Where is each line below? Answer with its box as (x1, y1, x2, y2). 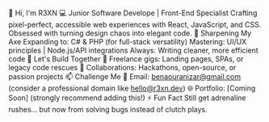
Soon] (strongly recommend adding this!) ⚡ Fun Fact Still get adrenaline (8, 93, 246, 103)
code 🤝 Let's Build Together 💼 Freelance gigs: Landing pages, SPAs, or (8, 54, 244, 64)
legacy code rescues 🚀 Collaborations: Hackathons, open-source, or (8, 63, 237, 72)
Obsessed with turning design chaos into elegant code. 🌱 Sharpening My (8, 28, 252, 38)
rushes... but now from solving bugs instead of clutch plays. (8, 105, 208, 114)
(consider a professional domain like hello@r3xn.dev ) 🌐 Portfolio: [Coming (8, 83, 256, 93)
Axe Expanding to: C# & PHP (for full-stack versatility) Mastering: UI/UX (8, 37, 247, 46)
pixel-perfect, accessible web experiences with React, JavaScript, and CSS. (8, 20, 262, 29)
